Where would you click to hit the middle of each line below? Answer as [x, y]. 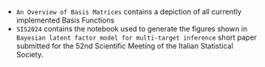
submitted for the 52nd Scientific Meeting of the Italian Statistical [124, 46]
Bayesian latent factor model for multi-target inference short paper [137, 37]
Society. [30, 54]
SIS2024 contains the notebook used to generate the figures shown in [132, 29]
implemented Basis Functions [65, 20]
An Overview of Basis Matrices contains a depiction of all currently [128, 12]
